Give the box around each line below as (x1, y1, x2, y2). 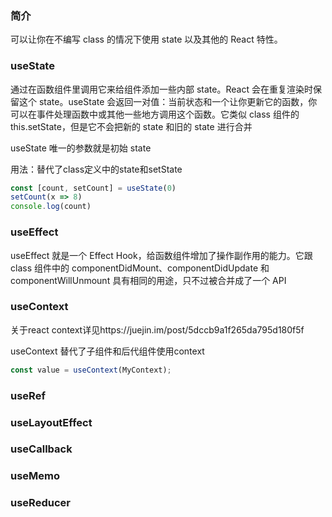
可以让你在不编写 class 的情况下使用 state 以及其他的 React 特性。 (10, 33, 283, 46)
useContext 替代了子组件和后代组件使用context (10, 345, 205, 357)
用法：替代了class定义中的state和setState (10, 163, 183, 175)
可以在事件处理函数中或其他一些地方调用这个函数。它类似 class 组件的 (10, 108, 300, 120)
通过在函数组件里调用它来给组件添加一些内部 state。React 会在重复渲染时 (10, 83, 313, 95)
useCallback (10, 442, 73, 456)
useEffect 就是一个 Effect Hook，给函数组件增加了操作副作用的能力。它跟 (10, 249, 313, 261)
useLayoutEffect (10, 415, 93, 429)
